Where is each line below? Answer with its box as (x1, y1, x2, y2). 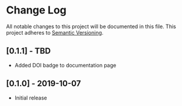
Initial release (14, 94, 47, 101)
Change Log (6, 4, 67, 17)
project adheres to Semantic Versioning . (6, 29, 104, 36)
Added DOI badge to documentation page (14, 61, 117, 69)
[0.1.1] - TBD (6, 46, 51, 56)
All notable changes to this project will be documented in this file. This (6, 23, 177, 30)
